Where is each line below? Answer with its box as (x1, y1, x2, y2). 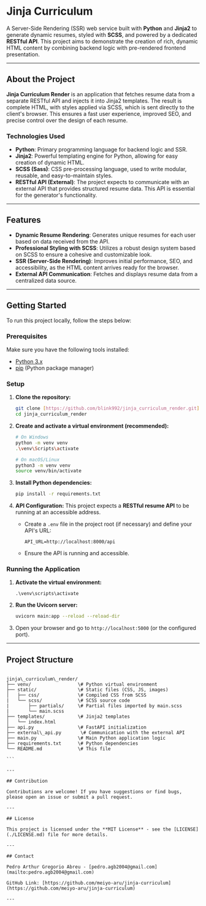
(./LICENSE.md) (6, 832, 45, 838)
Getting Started (6, 301, 67, 311)
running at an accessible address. (15, 509, 101, 516)
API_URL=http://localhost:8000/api (24, 539, 115, 545)
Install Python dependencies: (15, 479, 92, 486)
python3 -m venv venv (15, 462, 71, 469)
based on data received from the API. (15, 237, 110, 245)
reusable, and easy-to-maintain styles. (15, 172, 113, 179)
